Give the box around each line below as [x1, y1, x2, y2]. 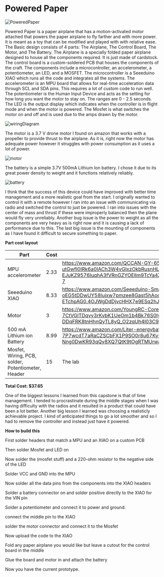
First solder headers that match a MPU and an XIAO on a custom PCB [5, 437, 145, 443]
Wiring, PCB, [7, 352, 37, 359]
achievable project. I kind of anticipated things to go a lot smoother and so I [5, 413, 157, 419]
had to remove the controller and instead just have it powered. [5, 418, 130, 424]
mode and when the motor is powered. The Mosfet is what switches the [5, 106, 149, 112]
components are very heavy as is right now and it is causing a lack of [5, 220, 144, 226]
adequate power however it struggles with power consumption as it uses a [5, 140, 155, 146]
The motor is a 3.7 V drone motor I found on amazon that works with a [5, 130, 146, 136]
